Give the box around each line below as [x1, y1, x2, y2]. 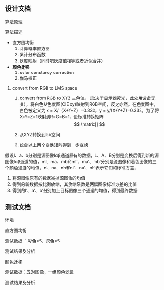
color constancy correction [19, 69, 74, 75]
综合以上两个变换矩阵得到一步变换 [19, 142, 89, 148]
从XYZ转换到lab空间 [19, 131, 60, 137]
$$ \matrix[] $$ [74, 121, 105, 127]
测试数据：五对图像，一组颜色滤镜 [5, 269, 74, 275]
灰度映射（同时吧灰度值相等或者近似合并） [19, 58, 106, 64]
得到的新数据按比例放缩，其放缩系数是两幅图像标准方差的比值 [12, 181, 137, 187]
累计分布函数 [19, 51, 46, 57]
